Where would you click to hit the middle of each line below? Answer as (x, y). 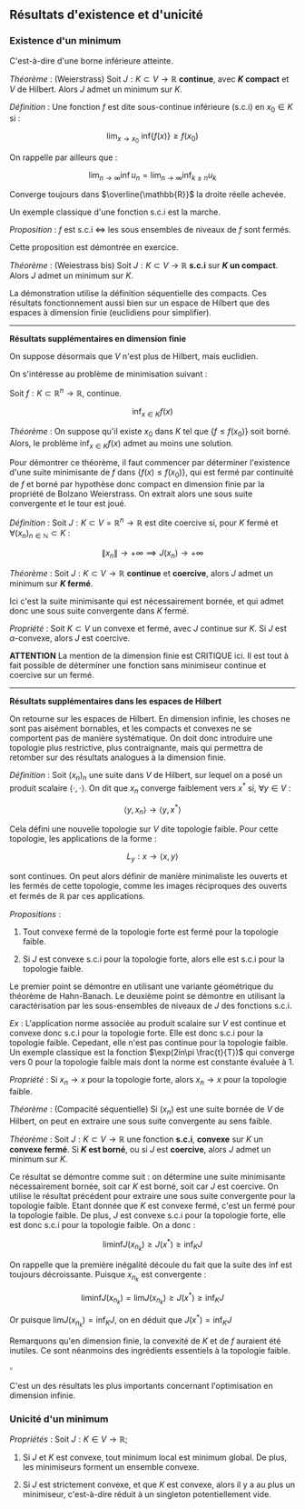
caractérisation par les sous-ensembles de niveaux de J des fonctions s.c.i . (151, 1005)
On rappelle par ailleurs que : (64, 157)
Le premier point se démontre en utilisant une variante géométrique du (142, 986)
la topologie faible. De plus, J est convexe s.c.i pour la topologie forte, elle (148, 1215)
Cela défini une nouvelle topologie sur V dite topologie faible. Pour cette (144, 829)
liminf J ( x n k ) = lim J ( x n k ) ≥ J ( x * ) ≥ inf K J (152, 1298)
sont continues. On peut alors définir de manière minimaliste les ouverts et (148, 876)
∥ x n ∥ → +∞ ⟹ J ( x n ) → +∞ (152, 554)
